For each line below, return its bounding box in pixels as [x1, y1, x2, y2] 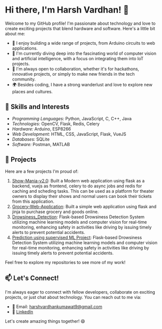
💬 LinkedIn [12, 309, 33, 315]
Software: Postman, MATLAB [12, 141, 70, 147]
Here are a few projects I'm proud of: [5, 168, 79, 174]
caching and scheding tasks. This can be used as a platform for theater [12, 188, 154, 194]
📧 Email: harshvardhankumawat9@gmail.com [12, 304, 103, 310]
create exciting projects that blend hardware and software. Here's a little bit [5, 25, 156, 31]
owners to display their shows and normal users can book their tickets [12, 193, 152, 199]
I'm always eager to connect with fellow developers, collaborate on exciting [5, 289, 156, 295]
